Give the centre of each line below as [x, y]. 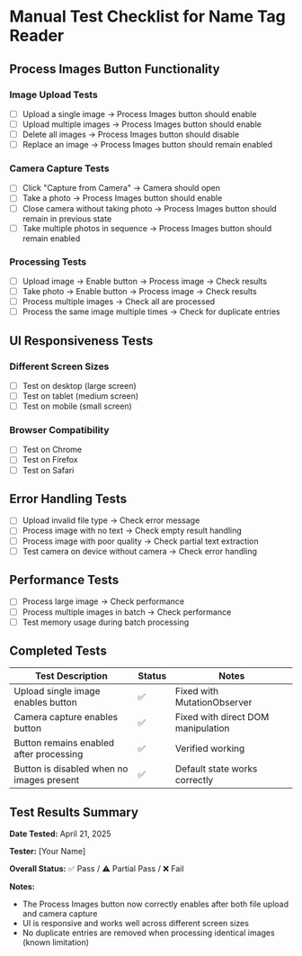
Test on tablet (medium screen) [80, 396]
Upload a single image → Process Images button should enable [139, 113]
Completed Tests [58, 651]
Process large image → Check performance [103, 601]
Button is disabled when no [71, 769]
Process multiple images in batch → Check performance [127, 612]
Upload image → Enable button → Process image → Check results [145, 281]
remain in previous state [67, 219]
